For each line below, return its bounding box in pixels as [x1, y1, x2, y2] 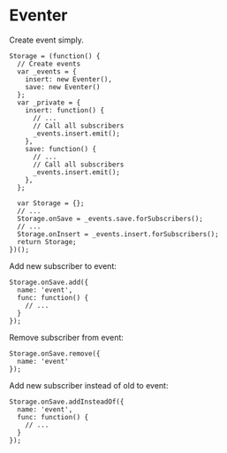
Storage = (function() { [9, 51, 101, 60]
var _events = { [17, 67, 77, 76]
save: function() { [25, 144, 97, 153]
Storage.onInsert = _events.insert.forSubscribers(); [17, 229, 219, 239]
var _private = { [17, 98, 81, 107]
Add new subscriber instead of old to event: [9, 380, 169, 390]
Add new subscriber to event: [9, 260, 117, 271]
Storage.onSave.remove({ [9, 349, 101, 358]
